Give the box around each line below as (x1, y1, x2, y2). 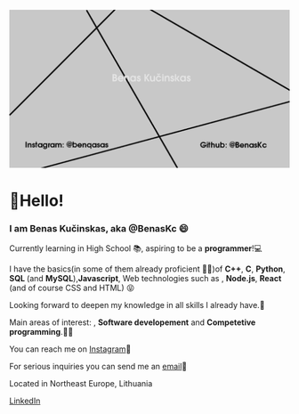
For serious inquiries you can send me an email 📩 (9, 361, 188, 371)
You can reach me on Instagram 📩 (9, 344, 132, 354)
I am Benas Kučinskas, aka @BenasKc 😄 (9, 222, 189, 234)
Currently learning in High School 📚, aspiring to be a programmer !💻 (9, 242, 263, 254)
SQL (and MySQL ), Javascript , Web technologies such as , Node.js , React (9, 272, 282, 283)
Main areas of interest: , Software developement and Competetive (9, 317, 256, 328)
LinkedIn (9, 395, 41, 406)
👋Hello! (9, 191, 64, 210)
